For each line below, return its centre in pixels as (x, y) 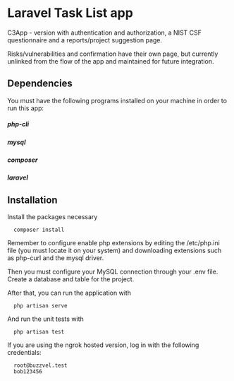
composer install (39, 230)
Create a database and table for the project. (71, 279)
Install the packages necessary (53, 217)
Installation (32, 200)
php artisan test (39, 332)
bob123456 (28, 372)
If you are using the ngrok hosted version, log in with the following (103, 345)
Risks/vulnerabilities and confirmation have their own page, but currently (113, 54)
